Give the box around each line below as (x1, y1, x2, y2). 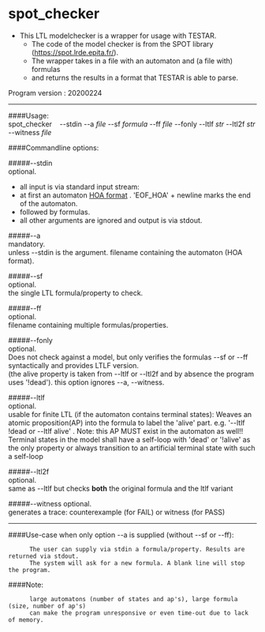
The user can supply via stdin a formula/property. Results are (28, 545, 245, 553)
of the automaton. (19, 198, 78, 208)
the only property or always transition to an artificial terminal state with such (8, 443, 256, 453)
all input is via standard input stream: (19, 182, 140, 191)
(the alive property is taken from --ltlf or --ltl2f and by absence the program (8, 369, 255, 378)
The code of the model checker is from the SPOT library (31, 39, 214, 48)
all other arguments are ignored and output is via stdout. (19, 215, 203, 225)
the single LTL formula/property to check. (8, 288, 144, 297)
